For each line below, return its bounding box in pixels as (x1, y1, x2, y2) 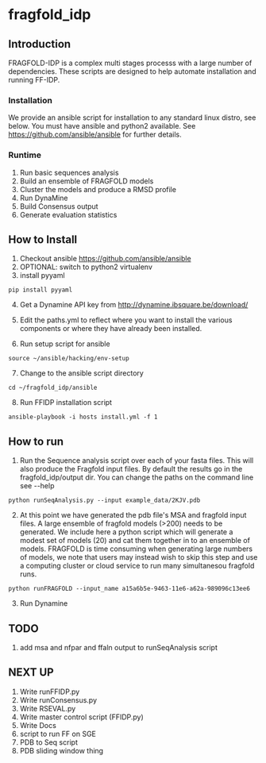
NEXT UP (8, 665, 54, 680)
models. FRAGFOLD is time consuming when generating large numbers (19, 544, 253, 553)
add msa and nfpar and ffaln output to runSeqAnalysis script (19, 643, 218, 653)
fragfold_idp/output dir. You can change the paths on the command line (19, 472, 254, 482)
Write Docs (19, 720, 57, 730)
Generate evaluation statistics (19, 210, 118, 219)
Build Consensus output (19, 201, 98, 211)
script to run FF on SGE (19, 729, 97, 738)
